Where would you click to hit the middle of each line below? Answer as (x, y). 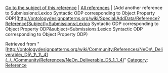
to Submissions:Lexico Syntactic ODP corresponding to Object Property (80, 13)
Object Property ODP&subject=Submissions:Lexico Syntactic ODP (74, 29)
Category (137, 60)
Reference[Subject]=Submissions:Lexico (48, 23)
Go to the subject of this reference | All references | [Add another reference (84, 8)
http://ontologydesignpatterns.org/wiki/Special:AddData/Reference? (89, 18)
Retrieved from (21, 44)
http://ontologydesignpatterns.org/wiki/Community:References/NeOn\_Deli (85, 49)
